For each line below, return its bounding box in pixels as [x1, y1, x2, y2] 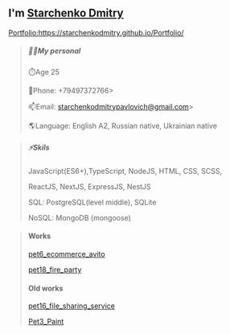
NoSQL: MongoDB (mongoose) [27, 212, 131, 222]
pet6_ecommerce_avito [27, 249, 106, 258]
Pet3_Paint [27, 317, 64, 327]
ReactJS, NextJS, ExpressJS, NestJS [27, 181, 151, 192]
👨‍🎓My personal [27, 46, 81, 56]
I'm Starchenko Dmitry [8, 6, 124, 20]
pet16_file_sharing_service [27, 301, 115, 311]
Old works [27, 283, 64, 293]
